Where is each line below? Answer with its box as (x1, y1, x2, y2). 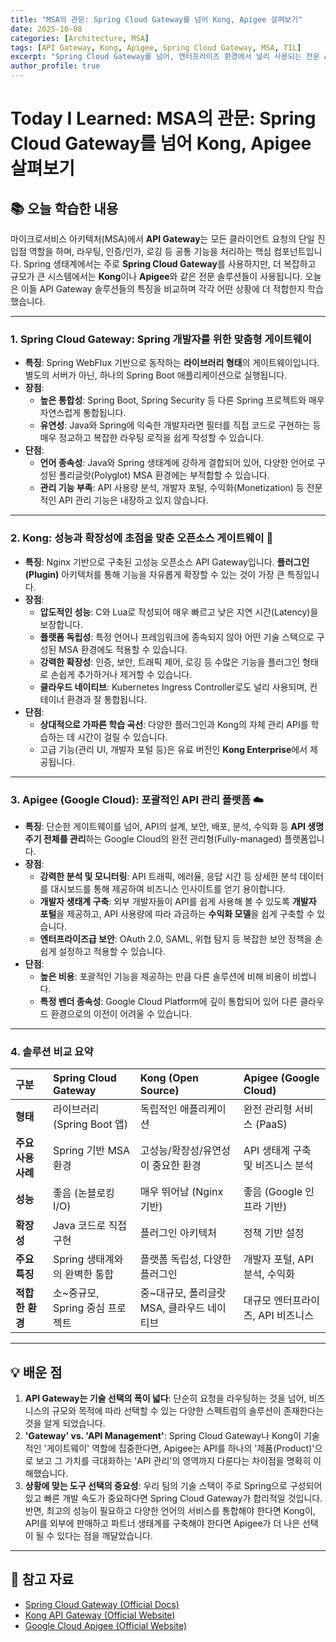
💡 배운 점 (10, 1364, 63, 1381)
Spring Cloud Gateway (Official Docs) (24, 1598, 180, 1610)
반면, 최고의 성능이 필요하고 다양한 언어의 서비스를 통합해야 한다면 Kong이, (24, 1505, 316, 1516)
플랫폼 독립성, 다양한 (139, 1252, 232, 1266)
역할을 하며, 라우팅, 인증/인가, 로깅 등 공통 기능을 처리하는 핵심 (28, 246, 272, 257)
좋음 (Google (243, 1185, 303, 1199)
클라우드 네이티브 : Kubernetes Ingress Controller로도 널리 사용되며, (39, 681, 308, 693)
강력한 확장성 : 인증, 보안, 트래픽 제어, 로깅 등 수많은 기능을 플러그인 (39, 656, 301, 668)
